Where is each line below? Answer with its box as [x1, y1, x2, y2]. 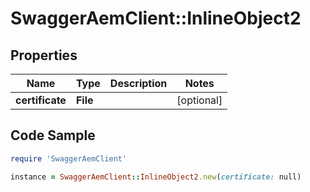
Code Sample [10, 127, 96, 144]
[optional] [176, 93, 223, 107]
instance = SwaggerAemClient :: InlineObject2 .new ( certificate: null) [10, 172, 302, 182]
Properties [10, 47, 78, 64]
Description [109, 77, 168, 90]
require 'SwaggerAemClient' [10, 153, 128, 164]
